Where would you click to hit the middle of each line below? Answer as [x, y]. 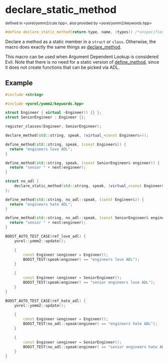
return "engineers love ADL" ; [41, 149]
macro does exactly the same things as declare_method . [63, 47]
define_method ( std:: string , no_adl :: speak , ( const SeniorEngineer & [77, 218]
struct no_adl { [22, 181]
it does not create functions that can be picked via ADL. [62, 67]
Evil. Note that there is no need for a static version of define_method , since [82, 62]
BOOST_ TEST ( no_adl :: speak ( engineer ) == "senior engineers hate [90, 347]
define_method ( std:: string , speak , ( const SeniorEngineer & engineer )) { [82, 163]
